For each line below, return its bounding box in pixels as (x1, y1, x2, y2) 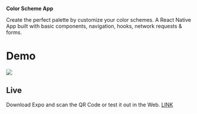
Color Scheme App (6, 5, 54, 12)
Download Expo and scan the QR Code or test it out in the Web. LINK (6, 101, 173, 108)
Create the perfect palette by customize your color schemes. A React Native (6, 16, 192, 23)
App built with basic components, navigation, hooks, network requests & (6, 23, 182, 29)
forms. (6, 29, 22, 36)
